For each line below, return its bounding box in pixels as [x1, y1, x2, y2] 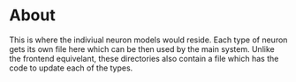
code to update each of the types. [9, 63, 133, 73]
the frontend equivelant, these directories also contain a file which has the [9, 53, 279, 63]
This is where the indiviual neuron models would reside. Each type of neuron [9, 34, 288, 45]
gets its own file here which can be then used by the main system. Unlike [9, 43, 276, 54]
